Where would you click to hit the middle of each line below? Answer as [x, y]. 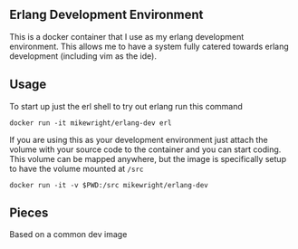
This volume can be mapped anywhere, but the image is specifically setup [148, 158]
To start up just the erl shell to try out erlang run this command [126, 106]
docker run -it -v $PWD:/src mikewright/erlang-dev [109, 185]
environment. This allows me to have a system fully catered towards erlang [149, 46]
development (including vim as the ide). [83, 56]
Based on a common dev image [68, 235]
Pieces [29, 213]
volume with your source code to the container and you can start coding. [145, 149]
